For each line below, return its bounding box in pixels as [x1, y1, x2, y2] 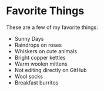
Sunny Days [14, 35, 44, 42]
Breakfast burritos [14, 79, 59, 86]
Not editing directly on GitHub [14, 66, 87, 73]
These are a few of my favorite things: [6, 24, 98, 31]
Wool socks [14, 73, 43, 80]
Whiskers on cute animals [14, 47, 78, 54]
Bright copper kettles [14, 54, 66, 61]
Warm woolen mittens [14, 60, 68, 67]
